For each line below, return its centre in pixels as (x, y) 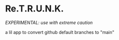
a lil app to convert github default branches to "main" (60, 32)
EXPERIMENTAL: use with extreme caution (49, 22)
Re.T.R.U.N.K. (34, 9)
